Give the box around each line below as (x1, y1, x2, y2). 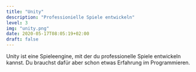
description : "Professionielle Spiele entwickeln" (6, 14, 135, 20)
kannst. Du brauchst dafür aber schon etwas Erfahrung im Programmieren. (6, 59, 190, 66)
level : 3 (6, 20, 28, 26)
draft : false (6, 36, 39, 42)
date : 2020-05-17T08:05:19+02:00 (6, 31, 90, 37)
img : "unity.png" (6, 25, 50, 32)
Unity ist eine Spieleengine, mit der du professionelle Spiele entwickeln (6, 53, 181, 60)
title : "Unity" (6, 8, 44, 15)
